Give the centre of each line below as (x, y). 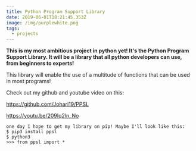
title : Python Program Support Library (56, 12)
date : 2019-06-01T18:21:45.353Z (46, 17)
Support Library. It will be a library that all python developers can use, (94, 57)
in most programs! (29, 81)
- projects (25, 34)
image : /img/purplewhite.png (42, 23)
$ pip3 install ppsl (32, 132)
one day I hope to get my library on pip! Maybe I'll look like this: (96, 127)
